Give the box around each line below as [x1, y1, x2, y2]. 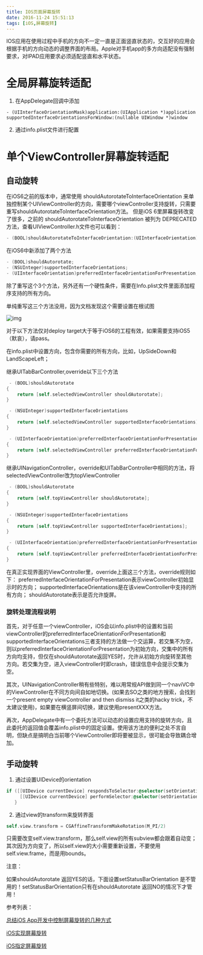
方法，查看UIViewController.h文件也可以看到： [6, 223, 122, 230]
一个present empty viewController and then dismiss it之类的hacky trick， [6, 696, 188, 704]
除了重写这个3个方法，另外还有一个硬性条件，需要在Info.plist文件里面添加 [6, 282, 190, 289]
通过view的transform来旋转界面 [14, 811, 94, 818]
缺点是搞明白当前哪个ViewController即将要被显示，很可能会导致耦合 [22, 731, 192, 739]
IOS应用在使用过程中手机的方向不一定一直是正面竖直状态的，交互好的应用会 [6, 38, 195, 45]
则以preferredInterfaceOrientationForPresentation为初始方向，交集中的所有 [6, 645, 193, 653]
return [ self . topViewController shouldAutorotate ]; [17, 495, 150, 502]
